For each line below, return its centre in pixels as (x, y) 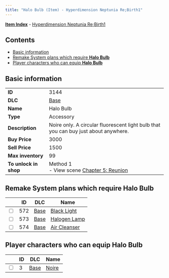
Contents (20, 40)
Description (22, 128)
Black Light (64, 211)
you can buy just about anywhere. (89, 131)
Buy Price (20, 140)
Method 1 (60, 164)
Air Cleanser (65, 227)
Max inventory (26, 156)
